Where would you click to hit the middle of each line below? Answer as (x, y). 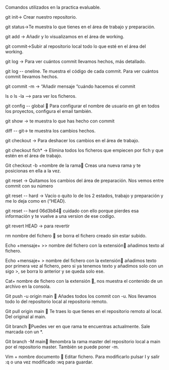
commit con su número (29, 186)
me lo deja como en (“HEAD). (36, 201)
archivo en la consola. (28, 286)
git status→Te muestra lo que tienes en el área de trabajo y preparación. (80, 27)
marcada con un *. (24, 332)
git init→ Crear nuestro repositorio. (41, 17)
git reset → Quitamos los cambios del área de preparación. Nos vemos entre (84, 180)
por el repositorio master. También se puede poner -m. (62, 347)
